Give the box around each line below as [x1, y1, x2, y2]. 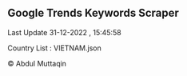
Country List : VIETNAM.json [7, 43, 101, 53]
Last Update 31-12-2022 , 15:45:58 [7, 27, 121, 37]
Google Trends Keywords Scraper [7, 6, 179, 20]
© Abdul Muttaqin [7, 58, 67, 68]
